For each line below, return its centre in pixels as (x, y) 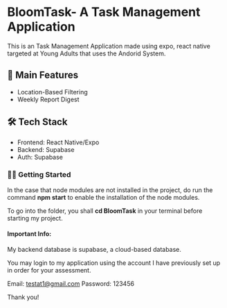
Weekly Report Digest (48, 99)
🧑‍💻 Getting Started (39, 175)
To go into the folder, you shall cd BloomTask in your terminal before (105, 211)
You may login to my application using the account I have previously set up (114, 263)
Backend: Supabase (46, 149)
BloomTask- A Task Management (104, 12)
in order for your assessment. (49, 271)
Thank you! (23, 297)
